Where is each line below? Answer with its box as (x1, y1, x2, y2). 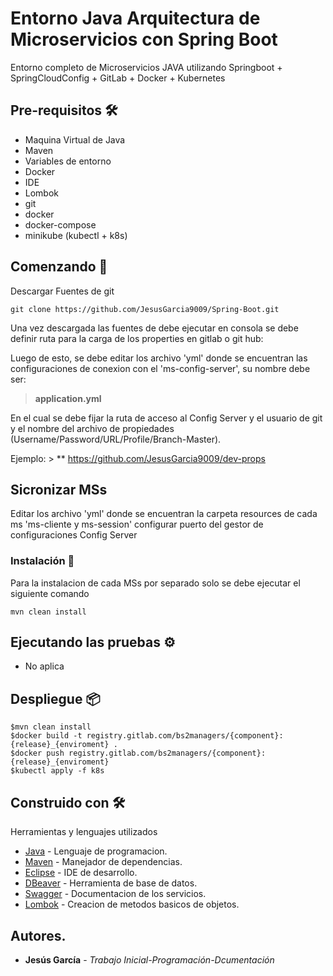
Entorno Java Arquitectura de (10, 7, 261, 30)
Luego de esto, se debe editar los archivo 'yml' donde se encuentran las (10, 352, 308, 364)
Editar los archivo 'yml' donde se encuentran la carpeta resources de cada (10, 508, 318, 520)
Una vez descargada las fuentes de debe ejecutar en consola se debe (10, 322, 299, 334)
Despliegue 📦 (10, 690, 101, 707)
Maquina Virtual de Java (24, 133, 126, 146)
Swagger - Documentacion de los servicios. (24, 888, 207, 900)
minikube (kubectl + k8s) (24, 229, 128, 241)
